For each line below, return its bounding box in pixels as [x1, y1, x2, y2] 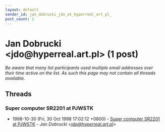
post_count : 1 [5, 16, 35, 21]
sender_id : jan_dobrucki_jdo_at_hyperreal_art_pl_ [5, 12, 112, 17]
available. [5, 75, 26, 81]
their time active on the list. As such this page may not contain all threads [5, 70, 156, 76]
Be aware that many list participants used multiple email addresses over [5, 65, 154, 71]
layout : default [5, 7, 39, 12]
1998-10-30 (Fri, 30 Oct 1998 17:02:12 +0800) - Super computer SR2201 [12, 116, 160, 122]
